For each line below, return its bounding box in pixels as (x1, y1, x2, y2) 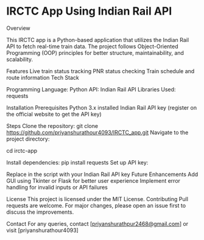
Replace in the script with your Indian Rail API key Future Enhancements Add (6, 171, 199, 178)
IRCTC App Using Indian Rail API (6, 4, 172, 18)
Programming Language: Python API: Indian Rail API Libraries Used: (6, 85, 176, 93)
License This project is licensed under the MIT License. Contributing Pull (6, 195, 189, 202)
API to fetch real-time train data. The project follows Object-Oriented (6, 43, 178, 50)
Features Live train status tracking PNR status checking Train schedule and (6, 67, 195, 74)
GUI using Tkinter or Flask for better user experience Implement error (6, 177, 181, 184)
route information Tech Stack (6, 74, 79, 81)
